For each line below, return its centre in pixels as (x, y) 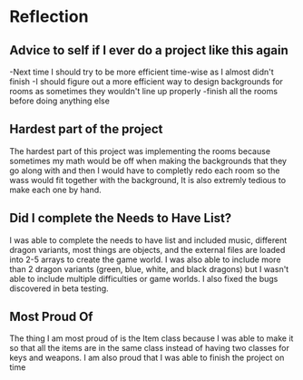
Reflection (49, 17)
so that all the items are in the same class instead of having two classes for (150, 348)
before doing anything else (60, 101)
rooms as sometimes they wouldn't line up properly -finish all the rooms (144, 91)
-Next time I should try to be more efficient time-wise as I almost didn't (142, 72)
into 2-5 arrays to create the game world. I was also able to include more (145, 259)
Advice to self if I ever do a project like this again (149, 50)
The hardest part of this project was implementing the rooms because (140, 151)
